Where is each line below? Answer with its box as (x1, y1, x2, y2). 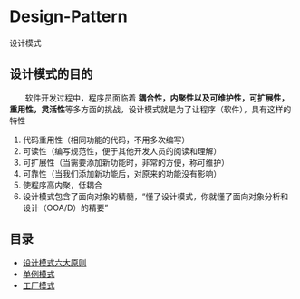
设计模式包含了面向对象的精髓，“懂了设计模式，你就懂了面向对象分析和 (22, 190, 288, 201)
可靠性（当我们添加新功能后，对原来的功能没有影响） (22, 168, 222, 178)
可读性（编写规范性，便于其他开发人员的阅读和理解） (22, 145, 222, 156)
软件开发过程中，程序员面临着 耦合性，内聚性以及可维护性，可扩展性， (24, 92, 290, 103)
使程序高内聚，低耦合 (22, 179, 102, 190)
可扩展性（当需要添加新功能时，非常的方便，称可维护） (22, 157, 229, 168)
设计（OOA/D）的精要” (22, 202, 109, 213)
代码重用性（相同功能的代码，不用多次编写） (22, 134, 190, 145)
